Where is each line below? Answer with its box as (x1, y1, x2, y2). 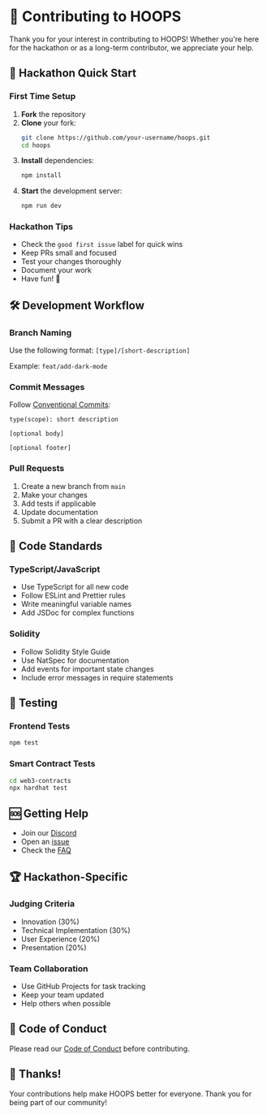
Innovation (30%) (20, 917, 80, 927)
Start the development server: (20, 186, 123, 196)
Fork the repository (20, 109, 86, 119)
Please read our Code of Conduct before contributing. (9, 1044, 190, 1053)
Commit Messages (9, 382, 85, 393)
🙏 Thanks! (9, 1067, 62, 1081)
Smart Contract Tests (9, 758, 96, 770)
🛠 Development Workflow (9, 298, 145, 312)
